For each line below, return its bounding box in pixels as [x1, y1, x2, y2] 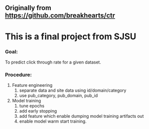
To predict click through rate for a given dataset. [5, 59, 102, 65]
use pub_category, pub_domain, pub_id [19, 93, 98, 98]
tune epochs [19, 103, 45, 109]
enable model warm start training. [19, 118, 87, 124]
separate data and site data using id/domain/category [19, 87, 127, 94]
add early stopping [19, 108, 57, 114]
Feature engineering [12, 82, 53, 88]
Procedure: [5, 71, 32, 78]
